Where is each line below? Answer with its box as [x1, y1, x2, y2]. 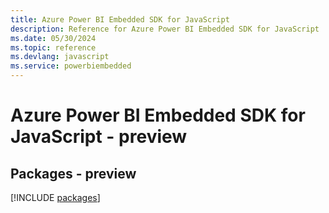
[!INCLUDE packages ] [10, 192, 101, 203]
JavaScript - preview [10, 126, 188, 148]
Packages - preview [10, 165, 137, 182]
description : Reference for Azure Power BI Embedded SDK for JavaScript [10, 24, 320, 34]
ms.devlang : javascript [10, 52, 110, 62]
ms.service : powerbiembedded [10, 61, 132, 71]
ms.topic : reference [10, 42, 97, 53]
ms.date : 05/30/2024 [10, 33, 97, 43]
